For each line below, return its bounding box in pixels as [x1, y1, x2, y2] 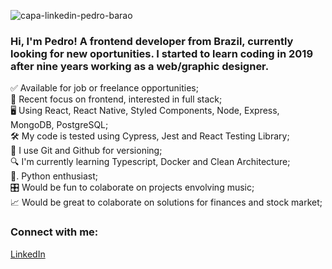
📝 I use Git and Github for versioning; [10, 145, 163, 157]
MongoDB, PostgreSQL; [10, 119, 109, 131]
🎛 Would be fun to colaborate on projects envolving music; [10, 181, 255, 194]
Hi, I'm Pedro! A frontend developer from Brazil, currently [10, 34, 294, 48]
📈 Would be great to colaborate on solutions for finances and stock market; [10, 196, 323, 209]
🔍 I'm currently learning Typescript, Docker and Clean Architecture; [10, 156, 291, 168]
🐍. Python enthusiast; [10, 170, 99, 182]
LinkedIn [10, 248, 46, 260]
